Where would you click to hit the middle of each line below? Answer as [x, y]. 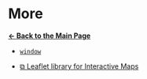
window [30, 51]
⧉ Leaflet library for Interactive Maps [79, 66]
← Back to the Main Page [50, 36]
